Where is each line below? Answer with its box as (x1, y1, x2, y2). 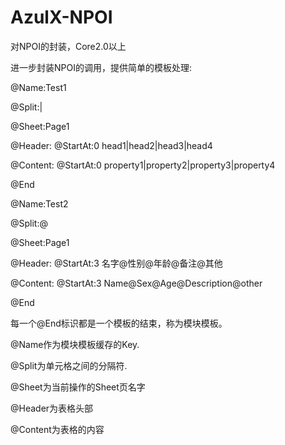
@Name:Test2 (10, 197, 69, 210)
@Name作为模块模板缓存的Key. (10, 338, 140, 350)
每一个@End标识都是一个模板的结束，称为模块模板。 (10, 317, 228, 329)
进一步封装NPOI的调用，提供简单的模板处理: (10, 61, 192, 73)
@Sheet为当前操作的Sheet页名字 (10, 381, 146, 393)
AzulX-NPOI (10, 6, 113, 29)
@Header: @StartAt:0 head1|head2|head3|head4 (10, 139, 213, 151)
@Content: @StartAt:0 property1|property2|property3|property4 (10, 159, 276, 171)
